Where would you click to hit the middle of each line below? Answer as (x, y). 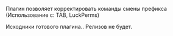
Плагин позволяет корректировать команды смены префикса (86, 9)
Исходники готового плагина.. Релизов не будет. (69, 27)
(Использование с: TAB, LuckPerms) (53, 15)
